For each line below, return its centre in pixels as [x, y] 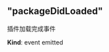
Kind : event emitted [35, 42]
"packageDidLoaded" [55, 11]
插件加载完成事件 [31, 28]
